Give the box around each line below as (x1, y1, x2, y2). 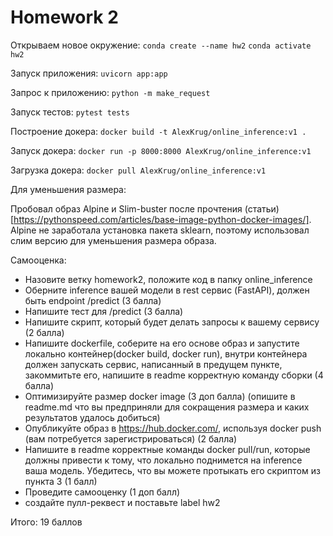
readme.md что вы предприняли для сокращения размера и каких (24, 401, 310, 413)
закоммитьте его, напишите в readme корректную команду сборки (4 (24, 369, 324, 381)
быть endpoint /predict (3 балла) (24, 294, 162, 306)
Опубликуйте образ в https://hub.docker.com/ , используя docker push (24, 422, 322, 434)
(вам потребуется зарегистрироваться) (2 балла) (24, 432, 238, 445)
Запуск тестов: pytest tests (10, 106, 130, 118)
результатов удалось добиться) (24, 411, 161, 423)
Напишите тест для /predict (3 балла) (24, 305, 184, 317)
